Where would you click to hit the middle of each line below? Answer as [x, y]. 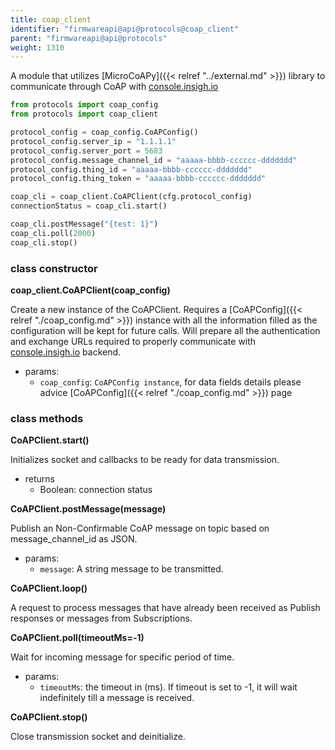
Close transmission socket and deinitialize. [98, 737]
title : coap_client [51, 19]
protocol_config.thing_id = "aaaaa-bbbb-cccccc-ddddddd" [131, 169]
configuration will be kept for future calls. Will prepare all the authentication [165, 330]
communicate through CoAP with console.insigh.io [114, 87]
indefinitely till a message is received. [117, 698]
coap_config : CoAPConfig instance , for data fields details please [170, 382]
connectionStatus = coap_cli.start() [89, 206]
